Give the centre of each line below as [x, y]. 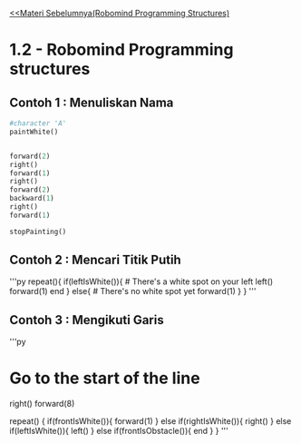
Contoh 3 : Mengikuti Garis [87, 320]
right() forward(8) [42, 404]
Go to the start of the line [105, 378]
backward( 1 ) [32, 199]
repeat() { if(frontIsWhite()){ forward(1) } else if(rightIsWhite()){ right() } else [150, 421]
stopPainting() [38, 232]
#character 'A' [38, 123]
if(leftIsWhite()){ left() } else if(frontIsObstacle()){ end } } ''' [119, 431]
